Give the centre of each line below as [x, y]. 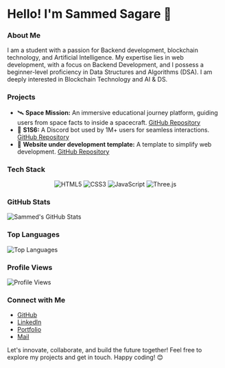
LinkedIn [29, 322]
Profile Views [30, 267]
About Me [24, 36]
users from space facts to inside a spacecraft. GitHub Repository [109, 122]
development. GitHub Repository [63, 151]
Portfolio [29, 330]
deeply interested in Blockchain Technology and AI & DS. [87, 79]
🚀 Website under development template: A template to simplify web [114, 144]
